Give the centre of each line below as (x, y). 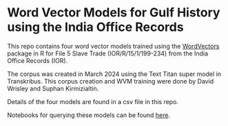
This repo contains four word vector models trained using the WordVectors (113, 46)
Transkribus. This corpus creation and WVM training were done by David (111, 81)
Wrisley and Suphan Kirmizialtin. (53, 88)
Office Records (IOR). (38, 60)
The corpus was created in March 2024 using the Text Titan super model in (114, 74)
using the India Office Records (95, 27)
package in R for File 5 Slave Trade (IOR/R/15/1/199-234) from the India (108, 53)
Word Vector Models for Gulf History (114, 13)
